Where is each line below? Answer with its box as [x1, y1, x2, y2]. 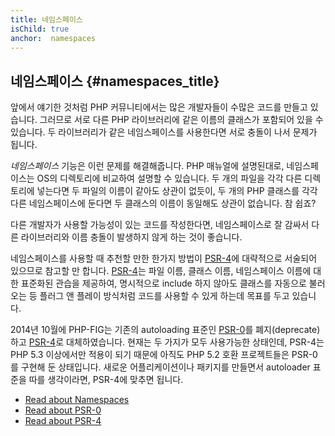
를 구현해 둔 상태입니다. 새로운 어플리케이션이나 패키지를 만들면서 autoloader [10, 361, 311, 373]
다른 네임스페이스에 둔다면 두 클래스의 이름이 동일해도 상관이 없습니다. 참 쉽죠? [10, 197, 317, 210]
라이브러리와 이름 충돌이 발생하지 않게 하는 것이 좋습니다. [20, 231, 243, 243]
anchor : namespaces [10, 33, 97, 43]
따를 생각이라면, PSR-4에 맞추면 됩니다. [28, 374, 184, 386]
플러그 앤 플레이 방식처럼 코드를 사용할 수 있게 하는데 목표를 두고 [39, 290, 290, 302]
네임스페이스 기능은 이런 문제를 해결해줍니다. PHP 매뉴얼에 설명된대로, [10, 160, 285, 172]
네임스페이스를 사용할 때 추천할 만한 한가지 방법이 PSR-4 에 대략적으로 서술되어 [10, 252, 318, 265]
